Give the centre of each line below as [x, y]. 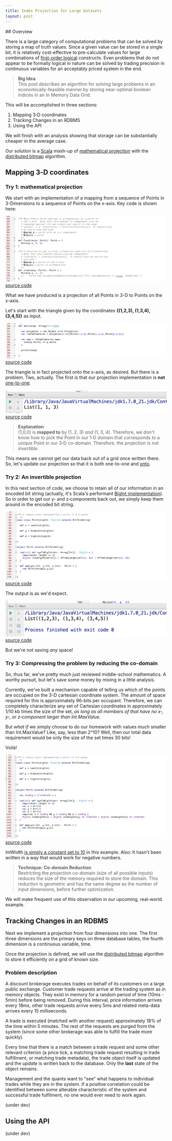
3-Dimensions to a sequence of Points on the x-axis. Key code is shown [81, 203]
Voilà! [11, 748]
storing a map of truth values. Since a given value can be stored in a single [84, 47]
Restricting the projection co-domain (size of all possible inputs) [85, 873]
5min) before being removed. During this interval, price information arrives [84, 1000]
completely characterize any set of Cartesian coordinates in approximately [84, 706]
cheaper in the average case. [36, 141]
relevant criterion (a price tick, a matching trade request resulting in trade [83, 1052]
